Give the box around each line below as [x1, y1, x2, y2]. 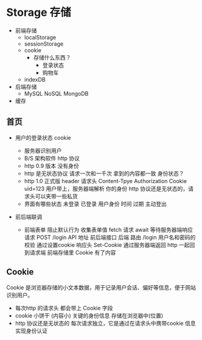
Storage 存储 [6, 5, 71, 19]
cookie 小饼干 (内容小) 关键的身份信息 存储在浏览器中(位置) [15, 311, 163, 319]
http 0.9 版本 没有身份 [24, 162, 79, 169]
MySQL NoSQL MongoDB [24, 89, 89, 97]
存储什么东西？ [33, 54, 71, 61]
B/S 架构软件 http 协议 [24, 154, 80, 162]
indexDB [24, 75, 46, 83]
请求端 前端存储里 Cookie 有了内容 [29, 249, 116, 256]
